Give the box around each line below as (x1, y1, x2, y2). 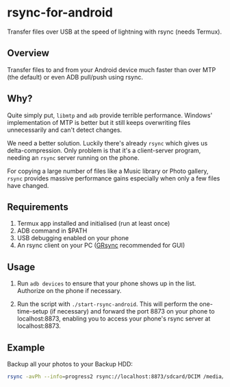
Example (7, 342, 45, 353)
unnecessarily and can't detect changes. (7, 126, 122, 134)
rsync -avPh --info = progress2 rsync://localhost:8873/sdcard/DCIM (7, 373, 201, 380)
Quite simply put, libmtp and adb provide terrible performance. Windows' (7, 111, 213, 119)
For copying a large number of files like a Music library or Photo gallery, (7, 167, 209, 175)
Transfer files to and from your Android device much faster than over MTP (7, 65, 216, 73)
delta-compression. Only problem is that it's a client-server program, (7, 146, 201, 154)
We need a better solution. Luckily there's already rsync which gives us (7, 139, 208, 147)
